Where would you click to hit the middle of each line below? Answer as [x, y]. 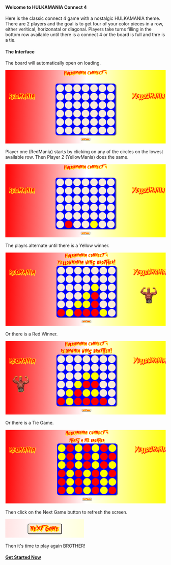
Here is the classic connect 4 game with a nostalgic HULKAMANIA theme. [83, 18]
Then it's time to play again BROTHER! [45, 546]
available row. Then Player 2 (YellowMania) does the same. [67, 157]
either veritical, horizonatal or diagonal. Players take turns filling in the [78, 29]
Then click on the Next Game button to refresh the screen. [66, 512]
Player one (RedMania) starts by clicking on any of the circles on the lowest [84, 151]
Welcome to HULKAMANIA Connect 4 [46, 7]
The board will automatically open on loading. [53, 63]
